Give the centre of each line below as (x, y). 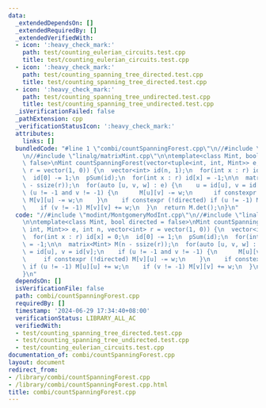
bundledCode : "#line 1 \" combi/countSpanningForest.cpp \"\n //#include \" (139, 148)
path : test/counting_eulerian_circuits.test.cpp (104, 52)
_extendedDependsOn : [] (54, 23)
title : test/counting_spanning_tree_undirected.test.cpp (118, 104)
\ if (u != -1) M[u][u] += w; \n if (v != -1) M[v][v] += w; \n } (138, 267)
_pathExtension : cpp (49, 119)
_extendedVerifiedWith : (54, 38)
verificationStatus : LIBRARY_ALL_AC (76, 318)
